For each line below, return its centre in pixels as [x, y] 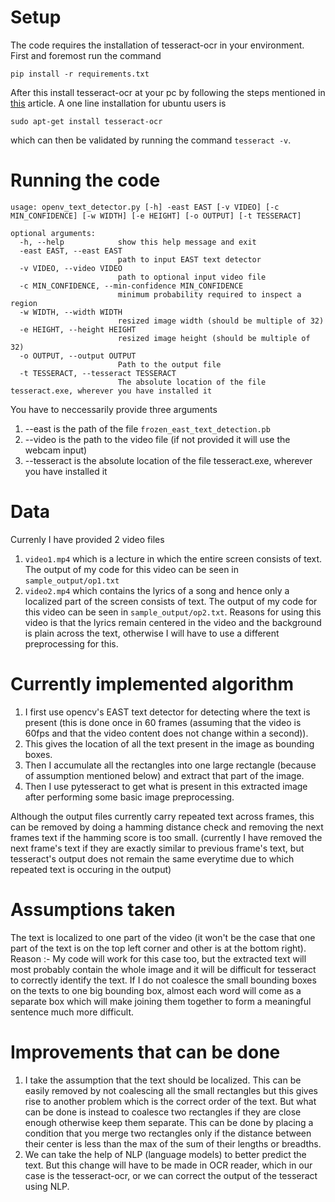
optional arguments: [53, 233]
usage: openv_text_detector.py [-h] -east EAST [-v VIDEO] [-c [145, 207]
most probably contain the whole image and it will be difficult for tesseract [163, 969]
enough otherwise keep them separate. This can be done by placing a [169, 1122]
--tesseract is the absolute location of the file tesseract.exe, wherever [168, 460]
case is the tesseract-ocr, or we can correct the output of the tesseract [171, 1175]
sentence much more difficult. [72, 1012]
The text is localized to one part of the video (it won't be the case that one [163, 937]
